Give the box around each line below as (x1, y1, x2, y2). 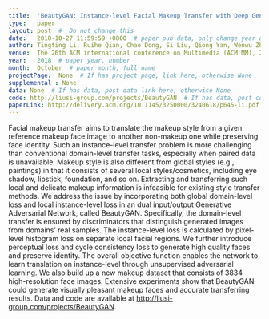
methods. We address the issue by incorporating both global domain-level (8, 192, 253, 201)
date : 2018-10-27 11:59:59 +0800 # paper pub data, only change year (8, 34, 256, 42)
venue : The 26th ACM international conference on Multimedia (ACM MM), (8, 49, 256, 57)
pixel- (235, 225, 255, 235)
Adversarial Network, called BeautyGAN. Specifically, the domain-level (8, 208, 242, 218)
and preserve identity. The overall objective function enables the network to (8, 251, 259, 260)
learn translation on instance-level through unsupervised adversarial (8, 260, 234, 269)
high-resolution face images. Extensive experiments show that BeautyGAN (8, 277, 255, 286)
